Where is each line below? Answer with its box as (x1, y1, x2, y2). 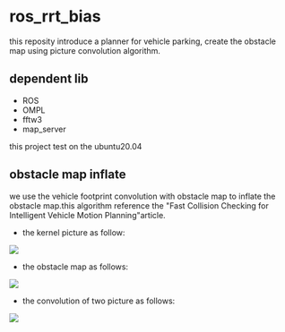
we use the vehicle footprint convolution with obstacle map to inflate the (9, 191, 276, 201)
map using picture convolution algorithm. (9, 45, 161, 55)
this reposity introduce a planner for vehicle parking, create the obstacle (9, 36, 276, 47)
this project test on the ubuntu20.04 (9, 140, 142, 151)
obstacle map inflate (9, 167, 126, 183)
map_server (22, 123, 66, 134)
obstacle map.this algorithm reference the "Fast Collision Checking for (9, 200, 269, 211)
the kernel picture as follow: (22, 226, 125, 238)
